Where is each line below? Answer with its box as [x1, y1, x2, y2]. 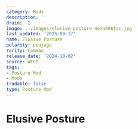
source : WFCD [6, 59, 39, 64]
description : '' [6, 14, 47, 20]
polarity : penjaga [6, 42, 52, 48]
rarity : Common [6, 48, 44, 54]
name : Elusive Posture [6, 36, 63, 42]
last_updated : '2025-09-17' [6, 31, 76, 37]
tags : [6, 64, 20, 70]
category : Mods [6, 8, 44, 15]
